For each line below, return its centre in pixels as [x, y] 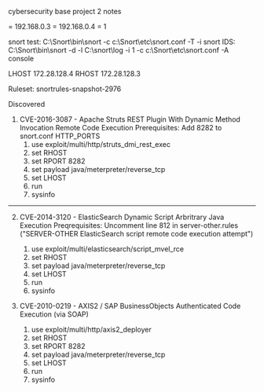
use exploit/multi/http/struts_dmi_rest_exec [101, 144]
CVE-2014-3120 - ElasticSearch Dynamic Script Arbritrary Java [122, 217]
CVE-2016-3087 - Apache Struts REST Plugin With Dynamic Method [130, 119]
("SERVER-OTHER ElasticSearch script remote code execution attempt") [136, 234]
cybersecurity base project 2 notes [65, 11]
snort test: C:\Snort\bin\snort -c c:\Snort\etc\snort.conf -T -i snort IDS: [122, 42]
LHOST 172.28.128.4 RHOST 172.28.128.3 [75, 73]
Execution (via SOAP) [54, 314]
